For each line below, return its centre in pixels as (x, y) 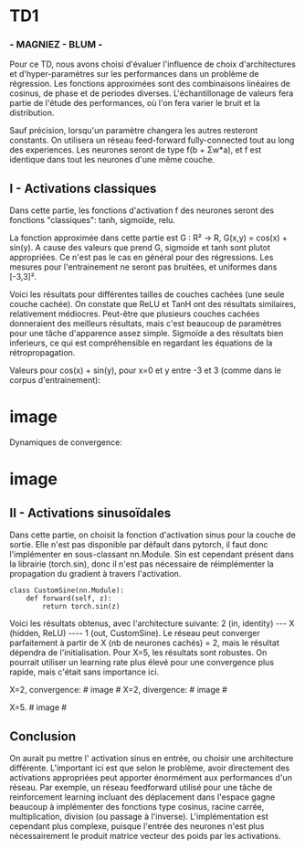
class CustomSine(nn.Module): (67, 590)
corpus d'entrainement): (55, 380)
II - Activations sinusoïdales (90, 513)
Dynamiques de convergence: (66, 442)
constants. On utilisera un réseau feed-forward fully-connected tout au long (152, 140)
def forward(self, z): (69, 599)
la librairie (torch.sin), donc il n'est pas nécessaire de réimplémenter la (142, 564)
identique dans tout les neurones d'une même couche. (112, 160)
